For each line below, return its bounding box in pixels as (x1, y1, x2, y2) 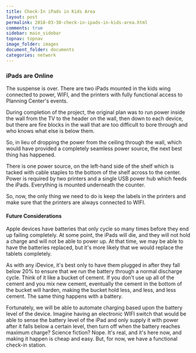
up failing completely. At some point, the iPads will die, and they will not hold (6, 232, 191, 239)
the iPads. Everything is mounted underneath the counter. (6, 181, 145, 188)
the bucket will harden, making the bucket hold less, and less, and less (6, 287, 177, 294)
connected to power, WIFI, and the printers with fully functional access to (6, 91, 183, 98)
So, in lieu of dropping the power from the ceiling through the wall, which (6, 138, 182, 145)
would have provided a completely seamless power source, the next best (6, 145, 183, 152)
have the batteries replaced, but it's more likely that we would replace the (6, 244, 183, 251)
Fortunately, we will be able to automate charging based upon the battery (6, 304, 183, 311)
